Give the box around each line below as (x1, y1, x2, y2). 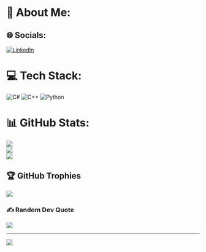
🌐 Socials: (6, 30, 47, 40)
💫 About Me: (6, 6, 71, 20)
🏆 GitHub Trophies (6, 171, 82, 181)
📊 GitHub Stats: (6, 116, 90, 130)
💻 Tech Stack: (6, 69, 82, 83)
